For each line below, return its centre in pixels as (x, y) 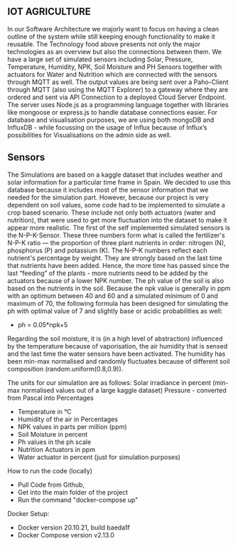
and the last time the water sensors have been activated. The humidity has (117, 354)
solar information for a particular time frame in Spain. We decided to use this (119, 182)
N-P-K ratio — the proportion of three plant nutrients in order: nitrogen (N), (117, 242)
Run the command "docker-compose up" (78, 500)
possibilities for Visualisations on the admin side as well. (90, 135)
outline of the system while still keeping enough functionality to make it (111, 36)
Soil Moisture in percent (53, 434)
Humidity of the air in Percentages (68, 419)
